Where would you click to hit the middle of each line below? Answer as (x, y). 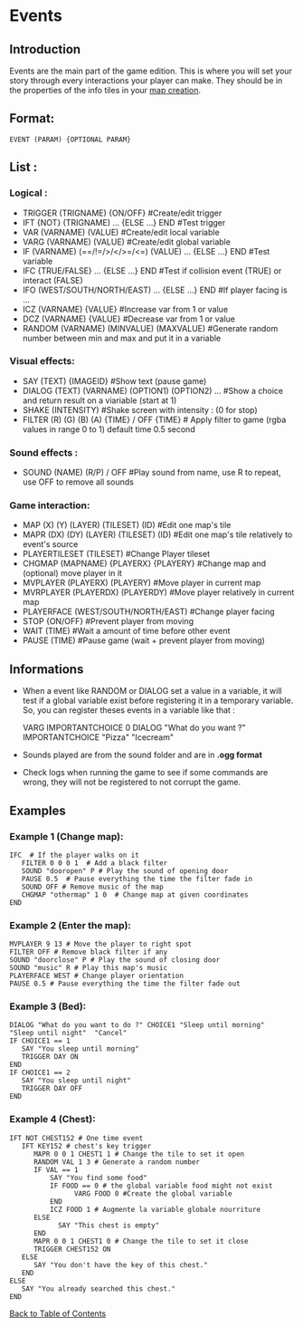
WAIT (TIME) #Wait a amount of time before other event (126, 631)
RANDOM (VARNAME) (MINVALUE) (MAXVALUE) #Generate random (150, 328)
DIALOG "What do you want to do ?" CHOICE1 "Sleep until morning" (137, 1025)
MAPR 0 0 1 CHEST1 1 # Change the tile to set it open (139, 1154)
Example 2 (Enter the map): (70, 925)
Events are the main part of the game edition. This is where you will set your (151, 71)
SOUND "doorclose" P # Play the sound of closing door (115, 960)
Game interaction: (50, 505)
